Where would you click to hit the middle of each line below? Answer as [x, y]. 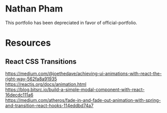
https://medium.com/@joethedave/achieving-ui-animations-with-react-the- [83, 73]
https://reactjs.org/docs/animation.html [46, 84]
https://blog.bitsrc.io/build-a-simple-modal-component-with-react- [75, 89]
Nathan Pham [34, 9]
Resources [28, 43]
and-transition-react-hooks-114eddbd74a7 [50, 105]
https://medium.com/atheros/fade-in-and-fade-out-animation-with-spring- [83, 100]
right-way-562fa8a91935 [31, 79]
